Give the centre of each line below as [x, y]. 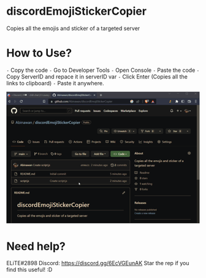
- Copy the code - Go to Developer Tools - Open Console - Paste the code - [103, 70]
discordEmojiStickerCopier [77, 11]
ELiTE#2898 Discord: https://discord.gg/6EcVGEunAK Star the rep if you [98, 263]
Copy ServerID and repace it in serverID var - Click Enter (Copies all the [97, 76]
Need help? [36, 246]
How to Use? [39, 53]
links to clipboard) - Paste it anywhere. [55, 83]
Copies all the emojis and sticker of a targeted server [73, 28]
